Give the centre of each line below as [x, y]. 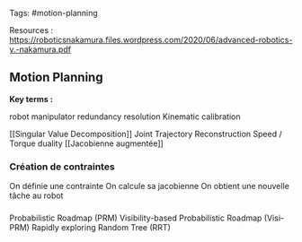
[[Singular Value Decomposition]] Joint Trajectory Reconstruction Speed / [146, 134]
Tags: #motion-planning [54, 13]
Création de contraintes [62, 167]
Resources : [31, 30]
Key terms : [31, 99]
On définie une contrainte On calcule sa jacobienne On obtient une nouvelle [149, 186]
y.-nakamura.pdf [40, 49]
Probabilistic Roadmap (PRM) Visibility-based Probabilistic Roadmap [136, 218]
